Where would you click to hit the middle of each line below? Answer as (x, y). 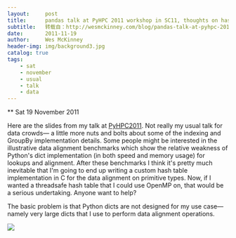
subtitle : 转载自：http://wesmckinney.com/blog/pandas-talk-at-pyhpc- (114, 27)
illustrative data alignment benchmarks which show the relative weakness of (118, 148)
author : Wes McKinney (45, 40)
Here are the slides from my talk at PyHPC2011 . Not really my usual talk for (115, 126)
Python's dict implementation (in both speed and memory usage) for (106, 156)
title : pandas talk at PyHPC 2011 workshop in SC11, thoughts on (113, 20)
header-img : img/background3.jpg (56, 46)
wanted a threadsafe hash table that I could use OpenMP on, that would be (116, 185)
